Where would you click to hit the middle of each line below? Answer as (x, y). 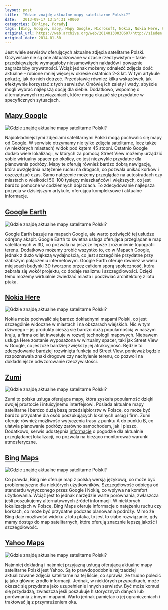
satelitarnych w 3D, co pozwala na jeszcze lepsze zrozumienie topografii (80, 244)
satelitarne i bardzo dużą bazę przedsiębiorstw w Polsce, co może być (78, 410)
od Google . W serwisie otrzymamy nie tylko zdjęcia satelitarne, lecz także (81, 143)
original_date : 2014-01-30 (33, 38)
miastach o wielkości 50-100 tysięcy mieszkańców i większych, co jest (78, 180)
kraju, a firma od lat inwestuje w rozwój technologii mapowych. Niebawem (82, 335)
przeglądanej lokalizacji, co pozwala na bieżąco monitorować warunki (77, 437)
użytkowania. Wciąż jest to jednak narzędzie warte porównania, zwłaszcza (82, 495)
